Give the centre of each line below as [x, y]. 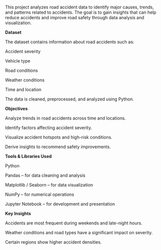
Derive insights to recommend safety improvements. [58, 147]
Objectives [16, 109]
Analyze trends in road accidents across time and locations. [66, 118]
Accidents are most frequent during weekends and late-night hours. [74, 223]
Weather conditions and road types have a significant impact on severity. [79, 233]
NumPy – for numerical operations [40, 194]
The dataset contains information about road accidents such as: [70, 42]
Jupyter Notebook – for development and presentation [60, 204]
